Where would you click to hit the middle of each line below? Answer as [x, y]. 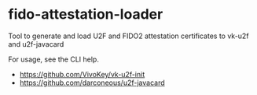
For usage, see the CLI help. [54, 59]
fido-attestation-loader [86, 14]
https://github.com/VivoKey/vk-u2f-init [82, 74]
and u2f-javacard [36, 44]
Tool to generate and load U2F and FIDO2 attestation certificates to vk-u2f [128, 36]
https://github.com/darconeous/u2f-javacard [92, 83]
